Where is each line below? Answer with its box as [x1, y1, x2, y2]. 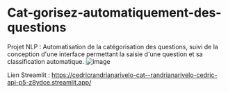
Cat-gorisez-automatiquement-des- [7, 5, 222, 21]
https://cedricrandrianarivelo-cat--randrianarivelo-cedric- [51, 71, 218, 79]
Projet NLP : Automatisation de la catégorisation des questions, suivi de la [7, 42, 219, 51]
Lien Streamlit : [7, 71, 51, 79]
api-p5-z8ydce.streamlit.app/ [7, 78, 92, 86]
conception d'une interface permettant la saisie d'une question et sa [7, 50, 203, 58]
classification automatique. [7, 57, 85, 65]
